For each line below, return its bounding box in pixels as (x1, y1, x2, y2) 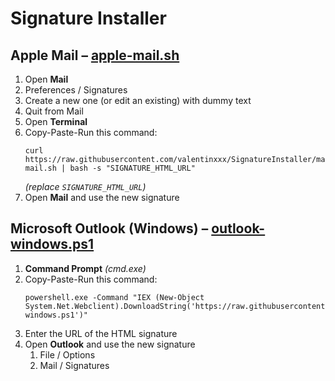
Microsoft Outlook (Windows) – (10, 220, 209, 237)
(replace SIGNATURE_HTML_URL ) (24, 181, 147, 192)
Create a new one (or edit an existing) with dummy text (24, 95, 252, 106)
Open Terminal (24, 116, 88, 127)
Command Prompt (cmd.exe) (24, 262, 147, 274)
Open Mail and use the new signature (24, 192, 180, 203)
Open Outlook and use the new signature (24, 338, 196, 350)
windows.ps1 (10, 236, 95, 253)
